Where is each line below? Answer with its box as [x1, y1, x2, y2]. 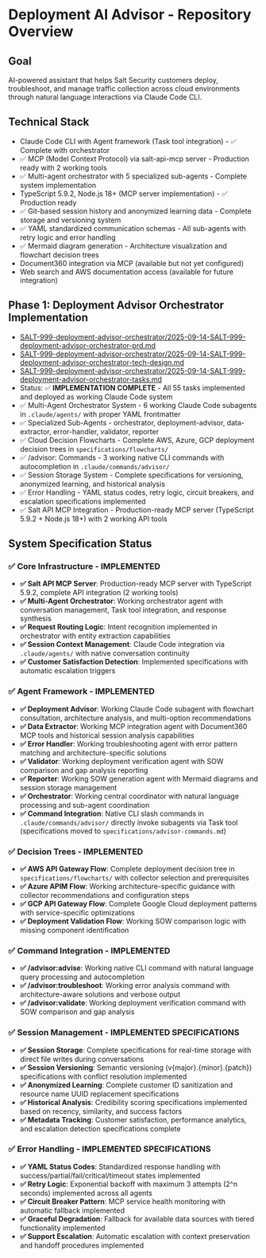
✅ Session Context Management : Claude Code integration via [19, 640, 225, 649]
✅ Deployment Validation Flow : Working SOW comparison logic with [19, 916, 246, 926]
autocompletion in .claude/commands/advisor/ [19, 461, 170, 471]
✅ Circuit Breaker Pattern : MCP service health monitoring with [19, 1197, 226, 1206]
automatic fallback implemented [19, 1205, 125, 1215]
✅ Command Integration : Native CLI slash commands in [19, 809, 204, 818]
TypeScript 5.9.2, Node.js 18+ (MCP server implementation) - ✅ [19, 189, 228, 198]
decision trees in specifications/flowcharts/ [19, 444, 169, 453]
